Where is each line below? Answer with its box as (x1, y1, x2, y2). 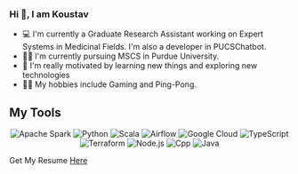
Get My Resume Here (9, 155, 88, 166)
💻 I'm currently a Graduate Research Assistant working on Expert (21, 28, 264, 39)
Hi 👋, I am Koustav (9, 8, 89, 20)
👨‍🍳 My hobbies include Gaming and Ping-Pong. (21, 79, 197, 90)
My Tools (9, 105, 61, 120)
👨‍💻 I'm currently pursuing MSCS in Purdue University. (21, 51, 220, 61)
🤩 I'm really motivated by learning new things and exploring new (21, 60, 258, 71)
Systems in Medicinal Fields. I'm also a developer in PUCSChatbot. (21, 42, 267, 52)
